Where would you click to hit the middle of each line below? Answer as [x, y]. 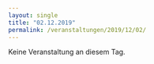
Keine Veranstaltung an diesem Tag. [67, 52]
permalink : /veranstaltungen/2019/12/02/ [77, 30]
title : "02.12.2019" [42, 23]
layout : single [33, 15]
